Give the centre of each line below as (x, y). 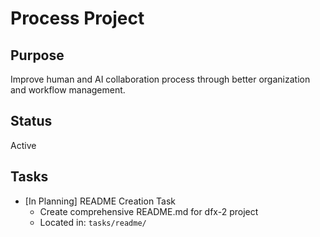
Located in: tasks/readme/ (93, 222)
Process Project (77, 18)
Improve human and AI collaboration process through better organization (160, 79)
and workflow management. (68, 90)
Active (23, 145)
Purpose (37, 55)
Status (31, 121)
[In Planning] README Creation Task (100, 201)
